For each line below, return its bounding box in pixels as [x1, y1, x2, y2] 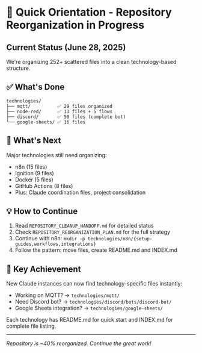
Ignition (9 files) [14, 169, 54, 176]
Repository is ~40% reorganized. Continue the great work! [6, 340, 151, 347]
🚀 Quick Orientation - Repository [6, 5, 173, 19]
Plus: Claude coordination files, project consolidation [14, 189, 146, 196]
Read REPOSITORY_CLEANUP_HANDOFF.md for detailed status [14, 222, 155, 230]
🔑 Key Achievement [6, 264, 81, 274]
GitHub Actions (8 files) [14, 182, 73, 189]
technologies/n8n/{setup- [87, 236, 153, 242]
